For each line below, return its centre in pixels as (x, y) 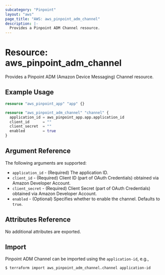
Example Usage (30, 92)
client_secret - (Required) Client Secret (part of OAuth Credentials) (81, 188)
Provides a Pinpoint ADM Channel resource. (55, 28)
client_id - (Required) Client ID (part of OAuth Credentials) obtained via (85, 178)
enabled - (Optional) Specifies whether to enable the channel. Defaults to (86, 199)
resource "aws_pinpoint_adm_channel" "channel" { (57, 113)
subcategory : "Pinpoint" (31, 10)
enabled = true (33, 131)
